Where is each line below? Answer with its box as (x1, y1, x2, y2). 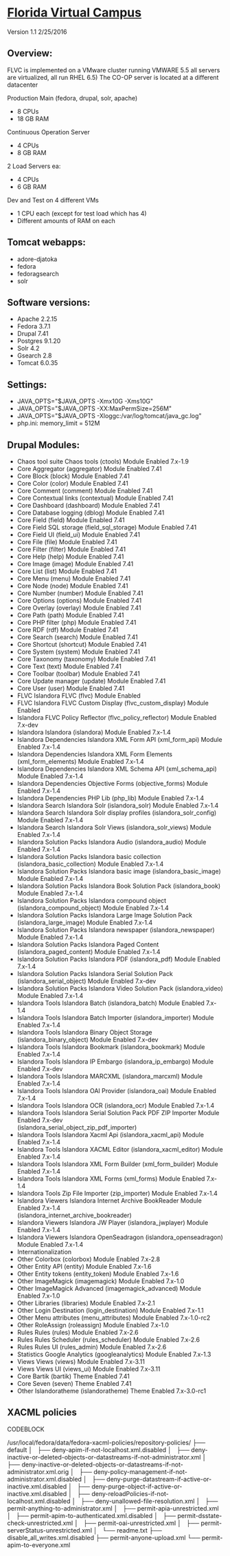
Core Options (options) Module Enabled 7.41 (16, 597, 142, 604)
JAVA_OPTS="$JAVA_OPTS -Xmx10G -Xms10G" (16, 397, 154, 406)
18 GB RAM (16, 114, 49, 123)
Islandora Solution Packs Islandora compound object (16, 897, 167, 904)
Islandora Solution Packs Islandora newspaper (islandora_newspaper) (16, 926, 215, 934)
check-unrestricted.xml (7, 1519, 73, 1527)
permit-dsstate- (177, 1511, 222, 1519)
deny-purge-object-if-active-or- (91, 1482, 183, 1491)
